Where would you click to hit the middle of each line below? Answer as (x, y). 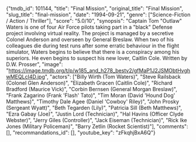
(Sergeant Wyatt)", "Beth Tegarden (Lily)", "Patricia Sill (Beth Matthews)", (94, 108)
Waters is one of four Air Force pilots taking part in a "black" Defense (89, 27)
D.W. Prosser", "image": (35, 64)
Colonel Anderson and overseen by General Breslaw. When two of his (90, 39)
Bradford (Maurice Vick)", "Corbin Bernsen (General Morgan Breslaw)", (92, 89)
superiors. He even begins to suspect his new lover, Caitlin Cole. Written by (97, 58)
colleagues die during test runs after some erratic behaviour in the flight (93, 46)
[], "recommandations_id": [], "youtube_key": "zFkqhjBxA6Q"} (81, 133)
